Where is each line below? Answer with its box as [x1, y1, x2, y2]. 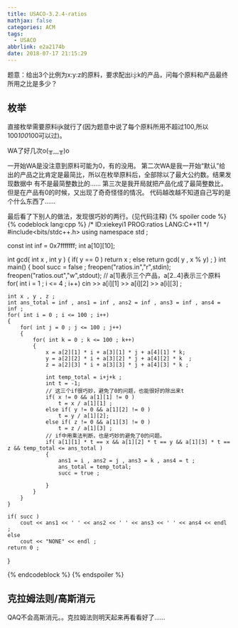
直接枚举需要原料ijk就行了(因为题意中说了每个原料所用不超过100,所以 [7, 122, 209, 131]
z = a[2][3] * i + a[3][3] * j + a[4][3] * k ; [45, 361, 190, 368]
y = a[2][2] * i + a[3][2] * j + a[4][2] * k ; [45, 354, 193, 362]
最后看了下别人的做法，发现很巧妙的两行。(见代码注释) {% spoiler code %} [7, 212, 227, 220]
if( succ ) [7, 513, 40, 520]
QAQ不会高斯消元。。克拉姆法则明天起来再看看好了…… [7, 612, 166, 622]
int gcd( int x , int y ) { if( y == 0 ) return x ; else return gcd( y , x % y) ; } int [7, 255, 226, 264]
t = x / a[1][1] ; [58, 399, 113, 407]
